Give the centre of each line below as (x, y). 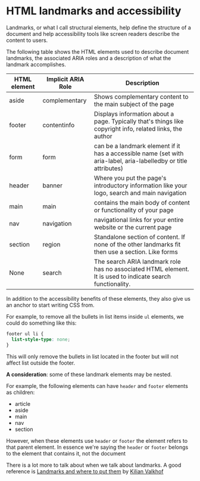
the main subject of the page (134, 104)
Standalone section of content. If (140, 237)
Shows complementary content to (141, 97)
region (51, 244)
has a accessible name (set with (139, 153)
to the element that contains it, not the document (66, 453)
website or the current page (133, 227)
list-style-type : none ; (41, 339)
